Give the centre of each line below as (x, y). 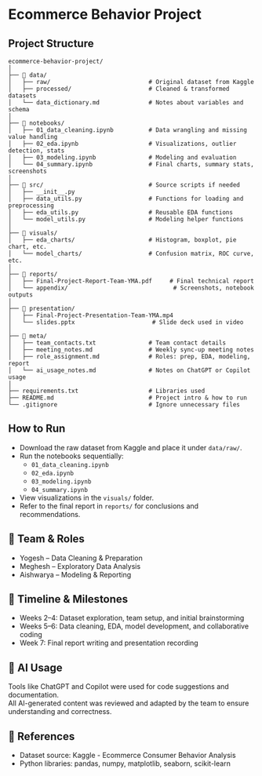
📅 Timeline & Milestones (68, 599)
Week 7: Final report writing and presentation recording (109, 643)
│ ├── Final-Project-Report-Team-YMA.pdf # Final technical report (131, 281)
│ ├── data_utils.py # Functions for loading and (126, 199)
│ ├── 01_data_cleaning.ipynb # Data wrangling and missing (127, 130)
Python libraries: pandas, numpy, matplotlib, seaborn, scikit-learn (125, 763)
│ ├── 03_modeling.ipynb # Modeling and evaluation (122, 158)
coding (31, 635)
